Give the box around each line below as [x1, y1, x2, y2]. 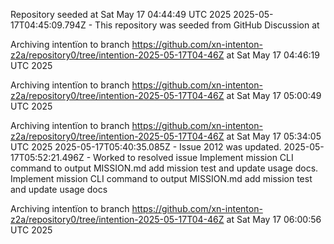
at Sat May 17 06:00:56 [226, 214, 322, 225]
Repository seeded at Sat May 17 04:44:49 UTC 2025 [10, 9, 232, 20]
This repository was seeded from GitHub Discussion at [94, 19, 320, 31]
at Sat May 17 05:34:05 [226, 130, 322, 142]
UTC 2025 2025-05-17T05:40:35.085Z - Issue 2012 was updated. [10, 141, 282, 153]
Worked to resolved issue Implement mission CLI [93, 152, 294, 163]
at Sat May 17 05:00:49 [226, 90, 322, 101]
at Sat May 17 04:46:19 [226, 49, 320, 61]
